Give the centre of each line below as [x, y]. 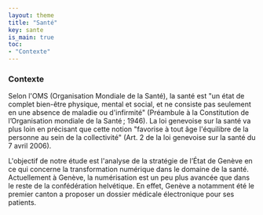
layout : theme [31, 15]
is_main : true [31, 37]
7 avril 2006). [30, 146]
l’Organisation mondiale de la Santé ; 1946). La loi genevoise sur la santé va [130, 121]
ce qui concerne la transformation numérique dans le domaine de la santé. [128, 170]
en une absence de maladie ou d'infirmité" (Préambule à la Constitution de [129, 113]
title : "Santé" [33, 23]
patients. [22, 202]
